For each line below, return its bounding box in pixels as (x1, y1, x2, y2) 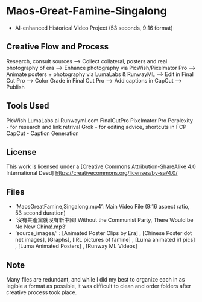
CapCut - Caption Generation (6, 130, 80, 137)
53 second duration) (14, 209, 66, 216)
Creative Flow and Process (6, 42, 109, 52)
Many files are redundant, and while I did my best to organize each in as (6, 276, 185, 283)
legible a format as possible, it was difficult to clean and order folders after (6, 282, 192, 289)
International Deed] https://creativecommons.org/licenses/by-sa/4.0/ (6, 169, 178, 177)
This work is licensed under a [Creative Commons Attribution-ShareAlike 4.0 (6, 163, 196, 170)
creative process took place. (6, 289, 77, 296)
